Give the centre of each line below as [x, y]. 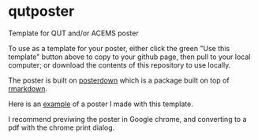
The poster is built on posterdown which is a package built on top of [119, 80]
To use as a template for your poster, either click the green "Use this [119, 48]
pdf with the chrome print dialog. [62, 127]
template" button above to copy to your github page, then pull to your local [129, 57]
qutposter [41, 11]
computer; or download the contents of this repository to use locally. [120, 64]
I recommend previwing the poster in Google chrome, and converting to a [127, 119]
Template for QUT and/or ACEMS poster [74, 33]
